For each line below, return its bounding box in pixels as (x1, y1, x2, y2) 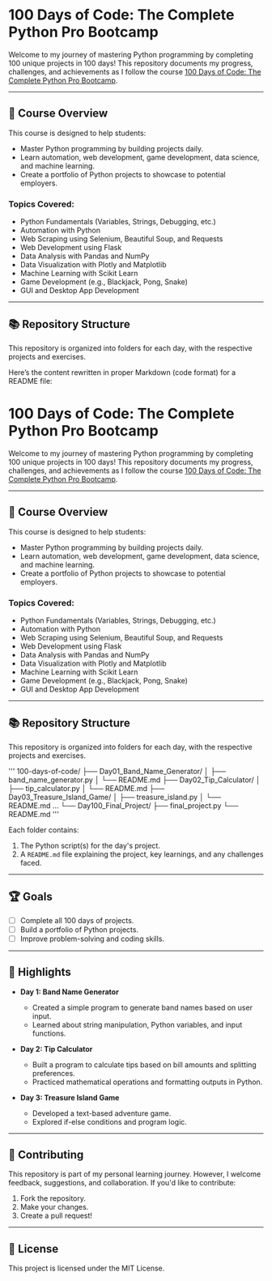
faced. (19, 858, 42, 867)
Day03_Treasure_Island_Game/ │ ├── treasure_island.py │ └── (8, 792, 221, 802)
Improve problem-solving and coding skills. (19, 934, 164, 943)
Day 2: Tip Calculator (19, 1044, 93, 1053)
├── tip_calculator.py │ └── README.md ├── (8, 783, 165, 793)
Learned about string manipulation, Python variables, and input (32, 1019, 243, 1029)
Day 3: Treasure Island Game (19, 1092, 120, 1102)
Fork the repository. (19, 1194, 87, 1203)
